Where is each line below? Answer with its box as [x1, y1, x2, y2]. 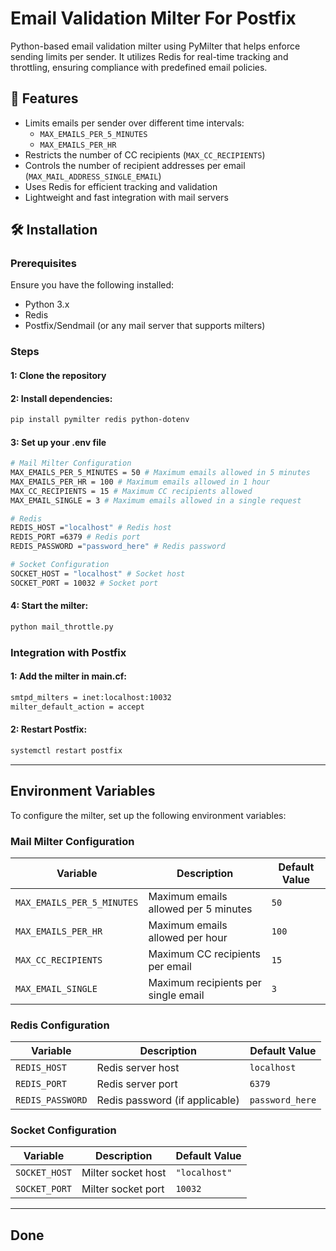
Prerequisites [10, 257, 77, 271]
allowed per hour [148, 930, 228, 944]
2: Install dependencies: [10, 392, 113, 404]
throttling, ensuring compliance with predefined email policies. [10, 61, 268, 73]
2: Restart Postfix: [10, 723, 88, 736]
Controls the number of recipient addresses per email [24, 159, 246, 171]
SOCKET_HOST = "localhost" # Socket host [10, 568, 186, 579]
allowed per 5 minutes [148, 902, 253, 916]
